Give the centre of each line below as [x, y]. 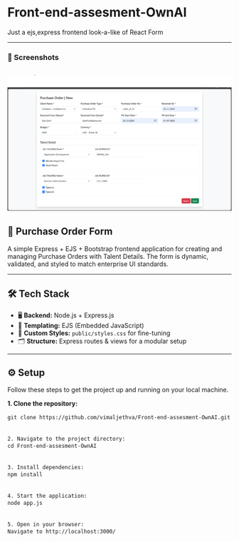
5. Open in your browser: [46, 525]
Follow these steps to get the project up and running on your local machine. [118, 390]
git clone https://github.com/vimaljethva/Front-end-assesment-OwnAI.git [119, 418]
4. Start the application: [47, 496]
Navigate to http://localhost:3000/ [62, 532]
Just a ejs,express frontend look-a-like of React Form [85, 32]
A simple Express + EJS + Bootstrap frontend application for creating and [115, 249]
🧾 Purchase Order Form [60, 231]
